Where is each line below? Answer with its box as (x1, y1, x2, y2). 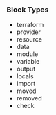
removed (16, 94, 42, 103)
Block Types (6, 5, 49, 15)
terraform (16, 21, 44, 29)
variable (16, 57, 40, 66)
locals (16, 72, 34, 80)
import (16, 80, 36, 88)
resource (16, 35, 43, 44)
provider (16, 28, 41, 36)
